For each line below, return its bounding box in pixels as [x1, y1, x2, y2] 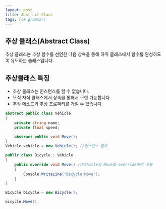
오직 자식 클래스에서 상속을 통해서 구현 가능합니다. [12, 95, 111, 100]
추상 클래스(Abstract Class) [5, 36, 90, 46]
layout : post [5, 7, 33, 13]
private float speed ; [14, 125, 60, 130]
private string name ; [14, 120, 60, 126]
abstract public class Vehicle [5, 111, 71, 116]
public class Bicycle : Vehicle [5, 153, 73, 158]
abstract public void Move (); [14, 134, 78, 139]
